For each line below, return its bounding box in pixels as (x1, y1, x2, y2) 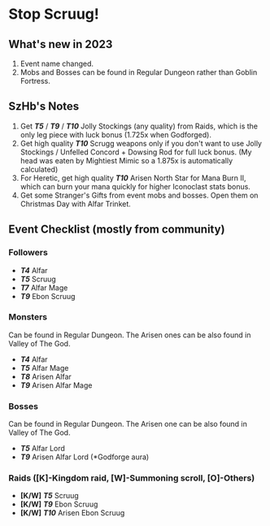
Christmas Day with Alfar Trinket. (20, 198, 132, 208)
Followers (8, 247, 49, 259)
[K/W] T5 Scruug (20, 491, 79, 501)
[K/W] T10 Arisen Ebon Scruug (20, 508, 125, 518)
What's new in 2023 (8, 37, 113, 51)
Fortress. (20, 76, 50, 85)
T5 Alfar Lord (20, 444, 65, 454)
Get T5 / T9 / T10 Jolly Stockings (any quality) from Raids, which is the (20, 121, 259, 131)
